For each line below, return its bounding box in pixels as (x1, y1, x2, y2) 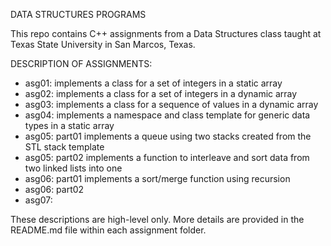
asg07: (24, 194, 53, 206)
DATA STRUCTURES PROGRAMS (10, 9, 147, 20)
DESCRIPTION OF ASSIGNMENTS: (10, 58, 153, 69)
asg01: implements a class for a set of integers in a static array (24, 77, 283, 89)
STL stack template (24, 141, 105, 153)
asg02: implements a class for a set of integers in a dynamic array (24, 88, 298, 99)
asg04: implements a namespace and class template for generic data (24, 109, 311, 121)
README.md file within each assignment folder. (10, 224, 207, 236)
